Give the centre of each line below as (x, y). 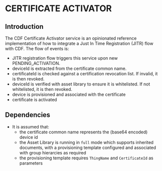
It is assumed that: (31, 127)
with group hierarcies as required (53, 152)
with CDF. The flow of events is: (37, 49)
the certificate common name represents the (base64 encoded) (83, 132)
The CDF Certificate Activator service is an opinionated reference (71, 38)
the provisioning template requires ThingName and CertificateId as (86, 158)
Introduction (24, 27)
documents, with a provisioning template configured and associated (88, 148)
